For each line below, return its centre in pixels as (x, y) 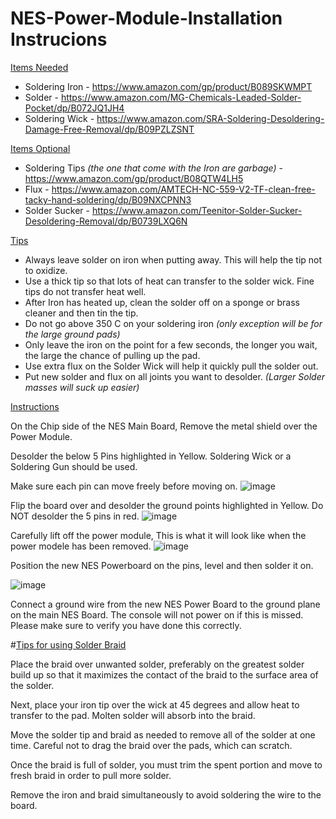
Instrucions (59, 39)
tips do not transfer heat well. (85, 291)
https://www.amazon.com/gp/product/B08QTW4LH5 (134, 178)
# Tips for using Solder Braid (68, 644)
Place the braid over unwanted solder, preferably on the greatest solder (157, 664)
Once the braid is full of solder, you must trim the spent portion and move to (166, 764)
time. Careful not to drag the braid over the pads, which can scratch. (151, 745)
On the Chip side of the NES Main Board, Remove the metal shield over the (164, 426)
